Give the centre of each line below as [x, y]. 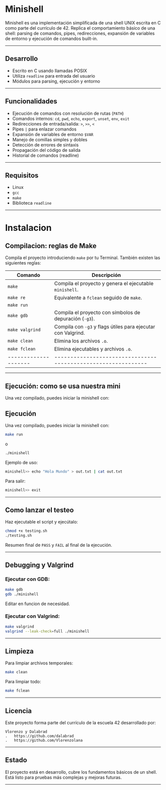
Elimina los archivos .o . [81, 341]
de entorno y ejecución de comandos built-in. [51, 39]
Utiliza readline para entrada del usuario [54, 76]
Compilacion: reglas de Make [51, 246]
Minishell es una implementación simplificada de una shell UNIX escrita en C [83, 23]
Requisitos [22, 175]
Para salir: [15, 481]
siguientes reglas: [23, 263]
